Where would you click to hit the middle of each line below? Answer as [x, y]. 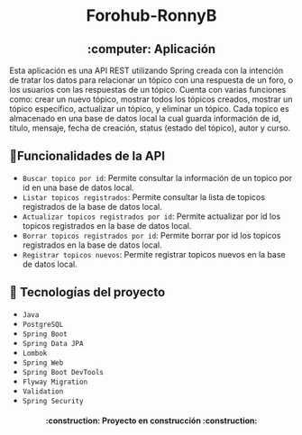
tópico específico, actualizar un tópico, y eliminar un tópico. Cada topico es [150, 109]
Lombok [35, 353]
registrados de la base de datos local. [92, 206]
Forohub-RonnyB [151, 16]
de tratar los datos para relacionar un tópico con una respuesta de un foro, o [151, 80]
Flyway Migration [55, 382]
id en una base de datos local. [78, 187]
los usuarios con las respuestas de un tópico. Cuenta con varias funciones [148, 90]
